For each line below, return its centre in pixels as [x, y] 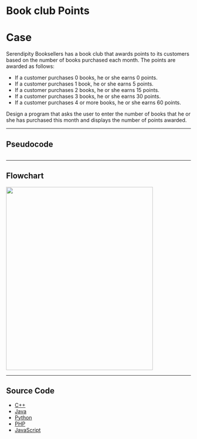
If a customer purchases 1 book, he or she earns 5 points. [84, 84]
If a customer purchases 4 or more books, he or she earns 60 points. [98, 103]
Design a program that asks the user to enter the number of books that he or [98, 114]
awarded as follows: [30, 66]
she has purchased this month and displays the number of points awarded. [96, 120]
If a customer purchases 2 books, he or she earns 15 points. [87, 90]
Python [23, 417]
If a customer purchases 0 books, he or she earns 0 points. [86, 78]
